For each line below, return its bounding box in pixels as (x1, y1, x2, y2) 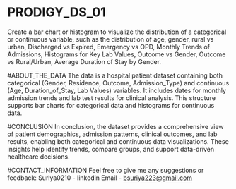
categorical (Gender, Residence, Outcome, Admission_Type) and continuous (7, 78, 230, 87)
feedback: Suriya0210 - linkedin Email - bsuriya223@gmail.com (7, 173, 193, 182)
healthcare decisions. (7, 152, 71, 161)
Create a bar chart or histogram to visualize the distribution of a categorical (7, 28, 227, 36)
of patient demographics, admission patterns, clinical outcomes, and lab (7, 130, 218, 138)
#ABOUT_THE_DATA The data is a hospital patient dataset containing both (7, 71, 223, 80)
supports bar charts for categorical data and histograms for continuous (7, 101, 215, 109)
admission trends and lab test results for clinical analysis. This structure (7, 93, 216, 102)
